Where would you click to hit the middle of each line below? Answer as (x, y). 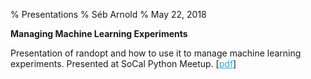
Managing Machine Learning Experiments (99, 33)
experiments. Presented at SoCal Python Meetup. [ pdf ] (123, 63)
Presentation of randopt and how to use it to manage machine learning (156, 53)
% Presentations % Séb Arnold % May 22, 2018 (108, 14)
